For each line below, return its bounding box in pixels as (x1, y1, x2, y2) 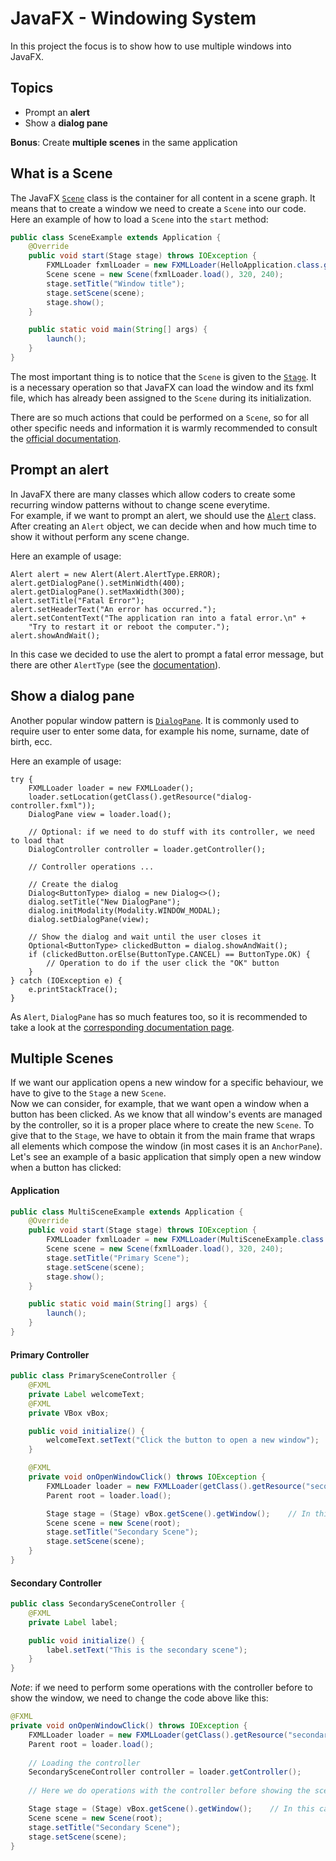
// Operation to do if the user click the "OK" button (46, 958, 280, 968)
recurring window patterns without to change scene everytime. (10, 498, 270, 511)
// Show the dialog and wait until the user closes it (28, 932, 262, 942)
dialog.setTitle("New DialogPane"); (28, 897, 182, 907)
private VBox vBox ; (28, 1408, 110, 1418)
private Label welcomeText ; (28, 1389, 145, 1399)
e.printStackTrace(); (28, 984, 118, 994)
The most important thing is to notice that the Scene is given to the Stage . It (10, 370, 317, 382)
